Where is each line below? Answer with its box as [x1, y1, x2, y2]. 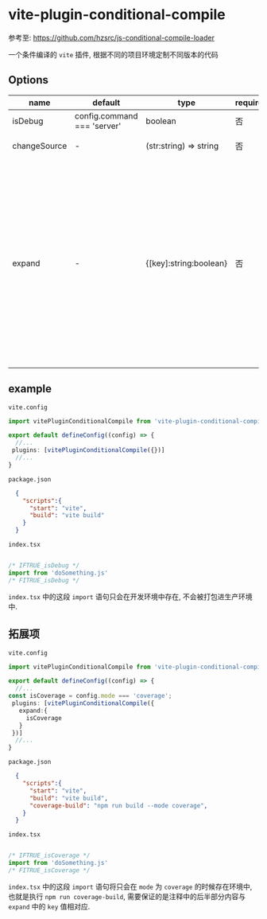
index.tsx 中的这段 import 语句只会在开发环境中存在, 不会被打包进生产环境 [8, 591, 253, 602]
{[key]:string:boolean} [145, 257, 228, 268]
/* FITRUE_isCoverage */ [8, 866, 91, 874]
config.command [74, 110, 138, 121]
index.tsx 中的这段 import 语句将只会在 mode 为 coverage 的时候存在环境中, [8, 882, 253, 891]
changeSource [12, 140, 68, 151]
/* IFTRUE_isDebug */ [8, 562, 80, 570]
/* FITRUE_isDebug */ [8, 576, 80, 584]
